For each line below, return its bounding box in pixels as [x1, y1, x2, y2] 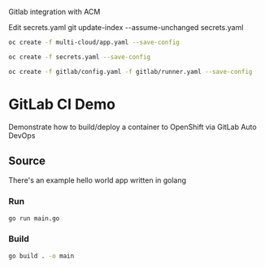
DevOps [8, 130, 36, 140]
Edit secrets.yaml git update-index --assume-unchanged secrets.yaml [8, 23, 244, 32]
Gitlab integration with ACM [8, 7, 101, 16]
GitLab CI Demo [8, 95, 116, 113]
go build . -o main [8, 252, 75, 260]
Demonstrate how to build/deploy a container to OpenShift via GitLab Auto [8, 122, 258, 132]
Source [8, 153, 46, 167]
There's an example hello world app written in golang [8, 175, 187, 185]
